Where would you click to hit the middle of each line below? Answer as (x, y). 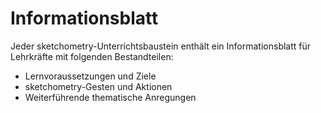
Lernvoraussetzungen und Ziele (90, 76)
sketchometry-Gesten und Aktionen (98, 86)
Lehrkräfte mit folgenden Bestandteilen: (92, 56)
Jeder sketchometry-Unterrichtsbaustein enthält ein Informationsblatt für (161, 46)
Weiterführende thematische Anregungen (110, 97)
